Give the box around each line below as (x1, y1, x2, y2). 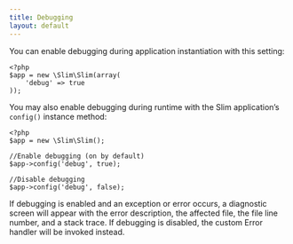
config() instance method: (9, 111, 107, 122)
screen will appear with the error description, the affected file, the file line (9, 208, 278, 218)
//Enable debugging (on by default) (9, 152, 145, 161)
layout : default (9, 21, 69, 30)
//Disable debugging (9, 175, 86, 184)
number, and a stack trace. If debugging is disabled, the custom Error (9, 216, 264, 227)
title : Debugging (9, 12, 74, 22)
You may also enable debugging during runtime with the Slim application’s (9, 101, 280, 112)
